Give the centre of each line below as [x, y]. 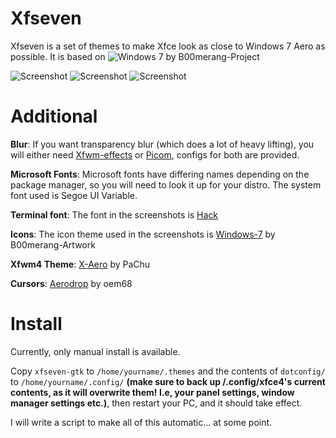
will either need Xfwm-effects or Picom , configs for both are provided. [155, 154]
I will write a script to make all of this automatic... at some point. [141, 422]
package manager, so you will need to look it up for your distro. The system [166, 184]
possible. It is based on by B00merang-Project [135, 56]
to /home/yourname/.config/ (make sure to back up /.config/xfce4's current [168, 381]
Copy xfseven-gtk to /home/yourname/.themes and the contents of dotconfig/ [168, 371]
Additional [54, 116]
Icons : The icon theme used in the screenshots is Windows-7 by [143, 234]
